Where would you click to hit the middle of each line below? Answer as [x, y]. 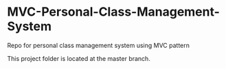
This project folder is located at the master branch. [79, 58]
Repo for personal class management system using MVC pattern [99, 45]
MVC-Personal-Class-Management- [113, 12]
